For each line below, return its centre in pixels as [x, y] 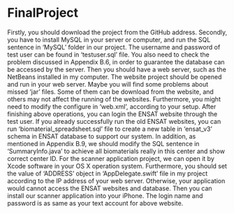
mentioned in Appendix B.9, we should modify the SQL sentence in [103, 143]
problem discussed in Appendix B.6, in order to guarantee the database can [116, 62]
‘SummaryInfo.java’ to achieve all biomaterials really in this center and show [116, 151]
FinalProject [43, 13]
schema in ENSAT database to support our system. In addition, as [102, 136]
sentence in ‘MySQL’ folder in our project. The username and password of [114, 47]
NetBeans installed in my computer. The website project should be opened [115, 77]
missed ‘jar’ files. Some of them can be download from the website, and [111, 92]
